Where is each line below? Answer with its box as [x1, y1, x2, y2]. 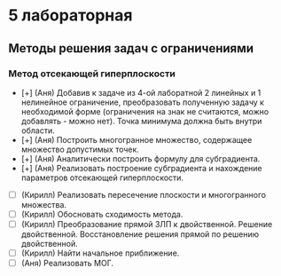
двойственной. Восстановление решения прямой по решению [20, 229, 260, 240]
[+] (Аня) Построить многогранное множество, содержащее [20, 134, 253, 145]
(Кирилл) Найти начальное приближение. [20, 248, 180, 258]
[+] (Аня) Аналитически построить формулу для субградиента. [20, 153, 261, 164]
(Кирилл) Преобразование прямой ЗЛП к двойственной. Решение [20, 219, 273, 229]
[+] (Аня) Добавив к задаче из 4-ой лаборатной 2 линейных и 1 [20, 87, 261, 98]
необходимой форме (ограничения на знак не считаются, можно [20, 106, 269, 116]
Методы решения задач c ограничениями [8, 41, 254, 56]
